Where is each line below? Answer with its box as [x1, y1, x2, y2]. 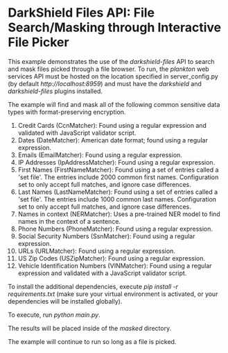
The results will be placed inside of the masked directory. [8, 324, 172, 332]
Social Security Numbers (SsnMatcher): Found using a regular [17, 231, 195, 240]
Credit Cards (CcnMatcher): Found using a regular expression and [17, 121, 207, 129]
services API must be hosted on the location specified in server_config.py [8, 72, 219, 81]
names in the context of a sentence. [17, 217, 121, 225]
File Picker [8, 35, 69, 50]
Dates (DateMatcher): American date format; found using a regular [17, 136, 209, 144]
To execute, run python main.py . [8, 311, 100, 319]
